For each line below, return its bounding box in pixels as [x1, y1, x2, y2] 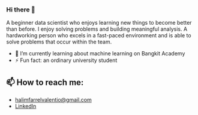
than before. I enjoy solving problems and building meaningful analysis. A [6, 25, 188, 33]
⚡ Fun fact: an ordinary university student [14, 57, 118, 64]
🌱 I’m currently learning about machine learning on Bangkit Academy [14, 50, 185, 57]
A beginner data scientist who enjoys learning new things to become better [6, 19, 192, 26]
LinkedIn [14, 102, 37, 110]
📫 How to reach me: [6, 77, 84, 87]
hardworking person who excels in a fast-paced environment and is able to [6, 32, 191, 39]
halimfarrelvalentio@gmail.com [14, 96, 92, 104]
